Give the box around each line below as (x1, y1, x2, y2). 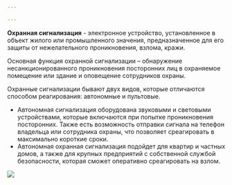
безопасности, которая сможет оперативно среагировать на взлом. (17, 157, 220, 165)
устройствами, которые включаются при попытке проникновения (17, 113, 213, 121)
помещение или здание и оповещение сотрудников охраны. (7, 71, 186, 79)
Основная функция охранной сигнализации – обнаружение (7, 57, 183, 65)
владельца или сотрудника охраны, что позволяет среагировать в (17, 127, 215, 135)
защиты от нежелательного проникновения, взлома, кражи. (7, 43, 186, 52)
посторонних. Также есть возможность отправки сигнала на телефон (17, 120, 225, 128)
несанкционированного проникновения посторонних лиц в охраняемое (7, 64, 221, 72)
